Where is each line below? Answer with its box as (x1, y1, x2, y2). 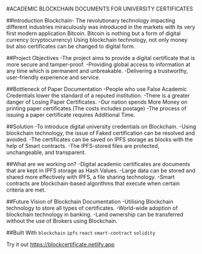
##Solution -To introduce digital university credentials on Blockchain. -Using (6, 123, 197, 130)
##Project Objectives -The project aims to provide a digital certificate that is (6, 55, 195, 61)
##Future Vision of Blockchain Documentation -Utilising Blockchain (6, 198, 174, 205)
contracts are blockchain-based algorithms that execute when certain (6, 180, 180, 187)
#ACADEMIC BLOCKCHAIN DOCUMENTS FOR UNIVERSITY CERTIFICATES (6, 5, 194, 12)
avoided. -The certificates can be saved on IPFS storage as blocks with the (6, 136, 194, 143)
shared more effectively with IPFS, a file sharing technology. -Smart (6, 173, 175, 181)
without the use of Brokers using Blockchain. (6, 218, 118, 224)
